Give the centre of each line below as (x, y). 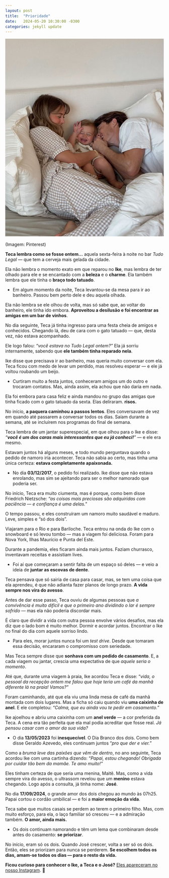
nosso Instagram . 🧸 (25, 870)
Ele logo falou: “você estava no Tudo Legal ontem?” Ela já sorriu (72, 346)
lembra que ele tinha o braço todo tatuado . (50, 280)
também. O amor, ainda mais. (36, 820)
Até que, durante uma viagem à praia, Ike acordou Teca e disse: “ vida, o (80, 677)
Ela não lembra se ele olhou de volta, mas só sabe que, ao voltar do (75, 305)
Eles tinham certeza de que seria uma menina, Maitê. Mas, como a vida (79, 773)
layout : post (19, 11)
